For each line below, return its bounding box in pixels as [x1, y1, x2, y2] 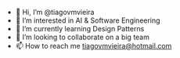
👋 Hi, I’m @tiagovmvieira [15, 8, 95, 16]
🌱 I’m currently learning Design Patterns [15, 24, 145, 33]
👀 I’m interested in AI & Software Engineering [15, 16, 160, 25]
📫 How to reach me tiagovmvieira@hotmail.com [15, 42, 172, 50]
